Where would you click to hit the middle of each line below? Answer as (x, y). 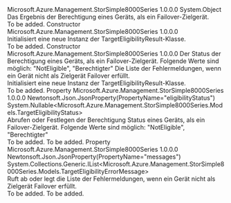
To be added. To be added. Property (59, 142)
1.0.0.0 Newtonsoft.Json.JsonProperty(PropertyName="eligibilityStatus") (111, 98)
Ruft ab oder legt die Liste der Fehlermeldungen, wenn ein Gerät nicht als (111, 179)
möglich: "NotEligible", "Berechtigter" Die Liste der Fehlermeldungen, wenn (114, 68)
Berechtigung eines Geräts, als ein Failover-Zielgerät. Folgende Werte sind (113, 61)
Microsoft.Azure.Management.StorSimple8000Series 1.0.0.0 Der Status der (114, 54)
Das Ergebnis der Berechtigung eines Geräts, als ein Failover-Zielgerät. (108, 17)
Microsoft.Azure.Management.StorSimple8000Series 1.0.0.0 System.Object (114, 9)
